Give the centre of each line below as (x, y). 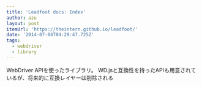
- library (24, 52)
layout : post (23, 23)
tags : (13, 40)
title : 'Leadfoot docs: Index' (46, 12)
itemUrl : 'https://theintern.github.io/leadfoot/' (72, 29)
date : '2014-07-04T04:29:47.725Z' (50, 35)
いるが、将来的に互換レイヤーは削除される (60, 78)
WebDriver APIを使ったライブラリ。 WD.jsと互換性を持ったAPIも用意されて (101, 70)
